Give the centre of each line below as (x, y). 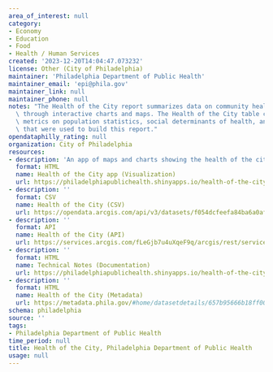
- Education (28, 39)
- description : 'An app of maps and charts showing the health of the (130, 159)
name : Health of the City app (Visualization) (96, 175)
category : (25, 24)
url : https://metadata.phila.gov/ (74, 303)
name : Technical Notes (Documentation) (83, 265)
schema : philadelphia (45, 310)
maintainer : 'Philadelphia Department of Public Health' (107, 76)
